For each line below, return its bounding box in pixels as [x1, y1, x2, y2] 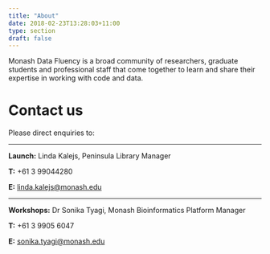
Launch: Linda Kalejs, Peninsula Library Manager [8, 151, 171, 161]
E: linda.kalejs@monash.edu [8, 182, 102, 192]
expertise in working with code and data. [8, 73, 144, 83]
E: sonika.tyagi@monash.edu [8, 236, 105, 246]
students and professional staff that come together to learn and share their [8, 65, 256, 75]
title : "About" [8, 11, 59, 20]
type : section [8, 27, 56, 35]
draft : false [8, 34, 52, 43]
